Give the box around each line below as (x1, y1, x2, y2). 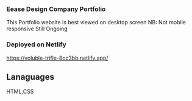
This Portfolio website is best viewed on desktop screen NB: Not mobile (6, 19, 186, 26)
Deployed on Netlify (6, 40, 67, 49)
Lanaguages (6, 72, 55, 82)
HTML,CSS (6, 88, 34, 96)
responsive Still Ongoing (6, 25, 68, 32)
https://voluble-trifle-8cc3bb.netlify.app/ (6, 54, 108, 61)
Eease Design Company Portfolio (6, 5, 106, 13)
